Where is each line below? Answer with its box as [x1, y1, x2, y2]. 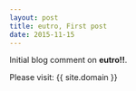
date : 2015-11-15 [9, 30, 75, 39]
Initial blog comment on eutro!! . [9, 55, 128, 66]
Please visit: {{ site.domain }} [9, 72, 118, 83]
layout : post [9, 13, 59, 23]
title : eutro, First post [9, 22, 107, 31]
